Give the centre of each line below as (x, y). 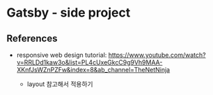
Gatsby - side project (69, 13)
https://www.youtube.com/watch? (157, 55)
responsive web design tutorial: (62, 55)
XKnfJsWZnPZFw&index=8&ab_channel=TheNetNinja (93, 70)
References (32, 38)
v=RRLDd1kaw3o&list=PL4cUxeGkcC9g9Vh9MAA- (89, 62)
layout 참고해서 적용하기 (60, 84)
